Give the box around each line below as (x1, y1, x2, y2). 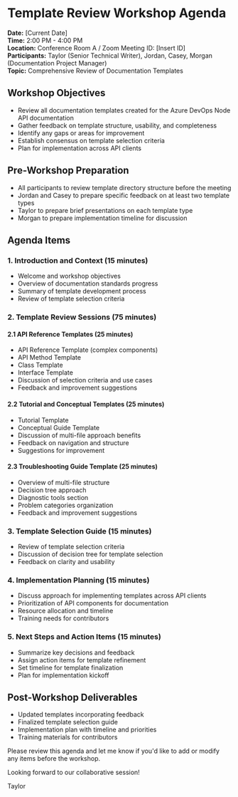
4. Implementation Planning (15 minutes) (7, 575, 150, 585)
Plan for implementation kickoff (17, 671, 109, 679)
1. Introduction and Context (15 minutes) (7, 255, 148, 265)
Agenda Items (7, 234, 71, 246)
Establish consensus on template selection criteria (17, 136, 166, 145)
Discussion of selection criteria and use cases (17, 376, 153, 385)
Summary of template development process (17, 287, 147, 296)
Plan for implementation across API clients (17, 144, 142, 152)
